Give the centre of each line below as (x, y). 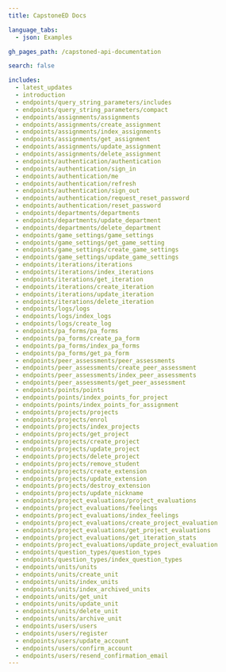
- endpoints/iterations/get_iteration (80, 279)
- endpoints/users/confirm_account (74, 648)
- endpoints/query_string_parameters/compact (92, 109)
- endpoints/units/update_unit (67, 604)
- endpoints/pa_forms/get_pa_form (72, 353)
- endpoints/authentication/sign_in (76, 169)
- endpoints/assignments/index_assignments (88, 132)
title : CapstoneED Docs (48, 15)
